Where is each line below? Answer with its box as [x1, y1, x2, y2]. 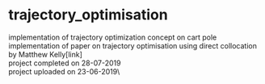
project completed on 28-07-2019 [8, 58, 121, 68]
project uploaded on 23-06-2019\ [8, 66, 120, 76]
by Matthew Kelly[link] [8, 49, 83, 59]
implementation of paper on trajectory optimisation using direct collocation [8, 40, 257, 50]
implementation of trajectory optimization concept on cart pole [8, 32, 217, 42]
